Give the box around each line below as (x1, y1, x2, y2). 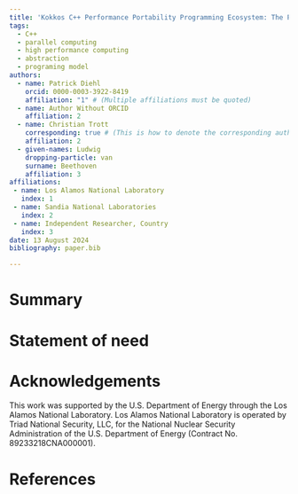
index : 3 (20, 227, 53, 236)
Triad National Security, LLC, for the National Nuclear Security (9, 419, 236, 430)
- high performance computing (17, 46, 129, 55)
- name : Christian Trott (17, 121, 109, 129)
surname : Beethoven (25, 161, 98, 170)
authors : (9, 71, 42, 80)
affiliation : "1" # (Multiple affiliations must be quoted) (25, 95, 252, 105)
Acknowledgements (9, 371, 161, 391)
